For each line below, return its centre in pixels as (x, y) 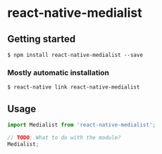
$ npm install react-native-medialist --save (75, 55)
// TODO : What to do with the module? (64, 137)
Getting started (42, 39)
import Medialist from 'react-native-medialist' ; (82, 125)
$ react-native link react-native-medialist (74, 87)
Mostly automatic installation (58, 72)
